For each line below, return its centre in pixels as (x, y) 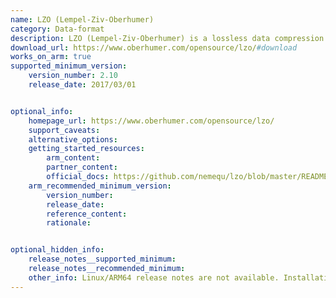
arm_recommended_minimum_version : (100, 186)
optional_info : (42, 111)
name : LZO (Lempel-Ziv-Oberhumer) (82, 19)
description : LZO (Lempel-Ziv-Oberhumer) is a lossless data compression (167, 38)
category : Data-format (57, 29)
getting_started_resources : (86, 149)
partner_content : (82, 167)
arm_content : (73, 158)
